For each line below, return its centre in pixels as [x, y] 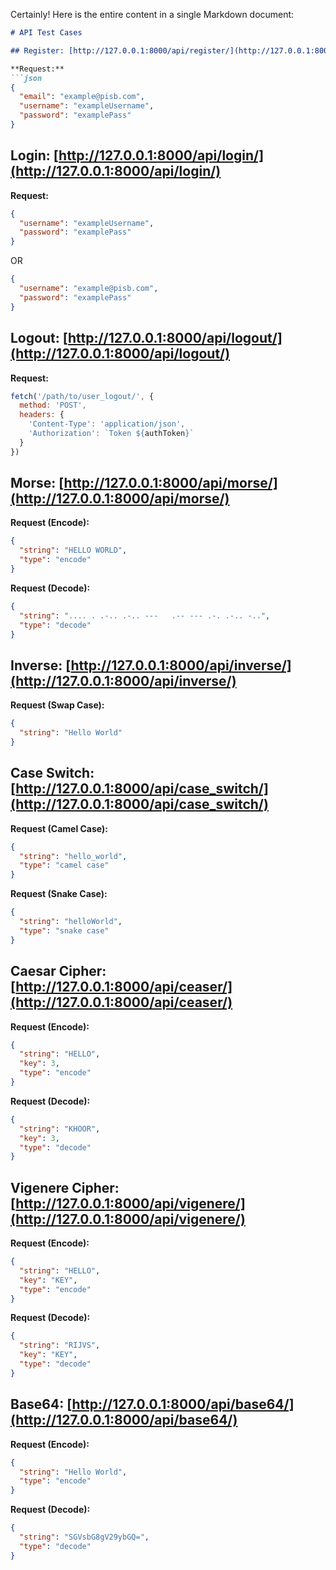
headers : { [42, 415]
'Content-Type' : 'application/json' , [107, 424]
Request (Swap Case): [57, 705]
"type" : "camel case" [64, 865]
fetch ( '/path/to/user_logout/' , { [82, 396]
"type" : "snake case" [64, 930]
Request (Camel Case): [59, 828]
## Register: [37, 50]
